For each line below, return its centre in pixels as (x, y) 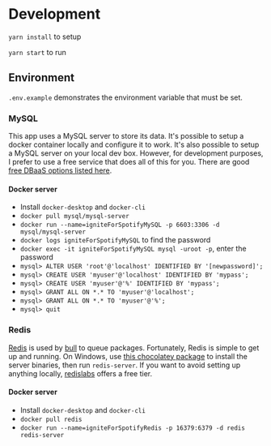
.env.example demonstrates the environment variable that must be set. (125, 97)
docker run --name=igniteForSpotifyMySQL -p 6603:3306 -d (120, 225)
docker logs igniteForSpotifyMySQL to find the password (115, 240)
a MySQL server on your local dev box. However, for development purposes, (136, 153)
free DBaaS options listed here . (60, 170)
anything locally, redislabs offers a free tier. (80, 373)
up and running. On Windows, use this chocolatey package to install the (128, 356)
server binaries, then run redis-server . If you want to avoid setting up (125, 365)
